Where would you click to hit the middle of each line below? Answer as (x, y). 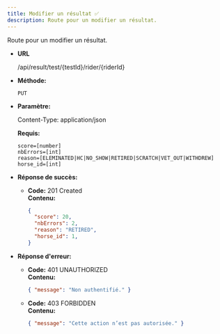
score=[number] (39, 146)
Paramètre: (34, 106)
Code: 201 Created (55, 190)
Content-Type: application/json (62, 120)
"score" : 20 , (53, 217)
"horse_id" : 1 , (56, 237)
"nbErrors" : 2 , (56, 223)
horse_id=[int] (39, 164)
